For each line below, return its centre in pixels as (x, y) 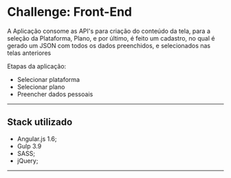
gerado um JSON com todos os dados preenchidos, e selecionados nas (109, 45)
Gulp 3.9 (29, 146)
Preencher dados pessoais (55, 94)
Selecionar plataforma (48, 79)
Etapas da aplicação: (37, 66)
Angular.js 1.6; (37, 139)
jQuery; (27, 160)
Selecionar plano (41, 87)
